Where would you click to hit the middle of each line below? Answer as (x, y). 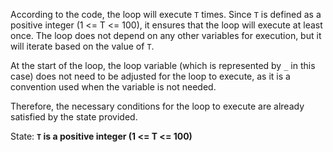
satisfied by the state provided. (74, 117)
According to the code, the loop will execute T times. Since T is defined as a (166, 14)
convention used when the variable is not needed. (113, 87)
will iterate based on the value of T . (82, 46)
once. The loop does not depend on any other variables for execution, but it (166, 35)
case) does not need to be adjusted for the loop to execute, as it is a (150, 76)
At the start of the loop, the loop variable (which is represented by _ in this (163, 65)
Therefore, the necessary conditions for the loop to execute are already (157, 106)
